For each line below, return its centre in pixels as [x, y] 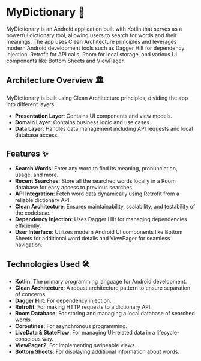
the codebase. [33, 213]
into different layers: [31, 104]
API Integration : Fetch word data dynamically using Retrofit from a [97, 194]
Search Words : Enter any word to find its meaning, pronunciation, [96, 168]
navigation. [29, 245]
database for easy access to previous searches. [74, 187]
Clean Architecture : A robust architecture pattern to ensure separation [103, 288]
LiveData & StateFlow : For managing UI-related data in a [85, 333]
